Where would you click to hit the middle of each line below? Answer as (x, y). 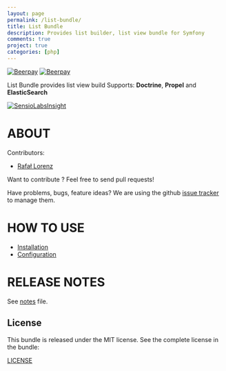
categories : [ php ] (33, 52)
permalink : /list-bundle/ (44, 20)
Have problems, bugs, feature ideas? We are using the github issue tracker (113, 192)
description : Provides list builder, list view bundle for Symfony (106, 33)
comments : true (29, 39)
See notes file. (28, 301)
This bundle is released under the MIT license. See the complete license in (113, 339)
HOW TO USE (46, 228)
